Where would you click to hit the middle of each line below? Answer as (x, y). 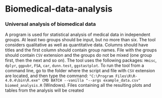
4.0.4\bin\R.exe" (23, 81)
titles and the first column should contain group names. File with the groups (81, 50)
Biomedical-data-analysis (59, 9)
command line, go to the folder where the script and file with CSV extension (80, 71)
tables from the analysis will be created (44, 90)
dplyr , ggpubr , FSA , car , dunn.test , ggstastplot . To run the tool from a (75, 65)
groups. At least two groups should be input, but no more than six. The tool (81, 40)
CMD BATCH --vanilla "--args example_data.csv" (91, 81)
